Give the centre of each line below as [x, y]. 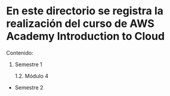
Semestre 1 [29, 64]
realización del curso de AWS [81, 24]
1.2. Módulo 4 [32, 76]
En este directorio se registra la [85, 11]
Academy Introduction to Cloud [86, 36]
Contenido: [20, 52]
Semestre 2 [29, 87]
